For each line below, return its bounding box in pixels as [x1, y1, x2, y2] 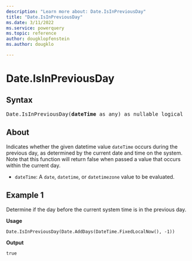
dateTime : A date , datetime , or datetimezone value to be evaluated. [14, 173, 175, 180]
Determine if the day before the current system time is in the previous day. [6, 206, 187, 213]
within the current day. [6, 162, 61, 169]
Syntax [6, 95, 33, 105]
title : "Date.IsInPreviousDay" [6, 14, 83, 20]
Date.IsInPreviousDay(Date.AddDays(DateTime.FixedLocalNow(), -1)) [6, 229, 176, 235]
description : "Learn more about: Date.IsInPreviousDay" [6, 8, 146, 15]
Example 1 [6, 190, 44, 200]
